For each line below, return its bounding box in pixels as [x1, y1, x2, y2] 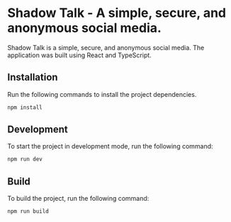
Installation [7, 71, 58, 83]
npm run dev [7, 156, 43, 163]
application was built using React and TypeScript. [7, 51, 152, 59]
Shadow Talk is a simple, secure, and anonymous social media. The [7, 43, 205, 52]
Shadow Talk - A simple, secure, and [7, 5, 227, 21]
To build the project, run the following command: [7, 194, 150, 203]
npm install [7, 104, 43, 111]
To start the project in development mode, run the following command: [7, 142, 214, 151]
